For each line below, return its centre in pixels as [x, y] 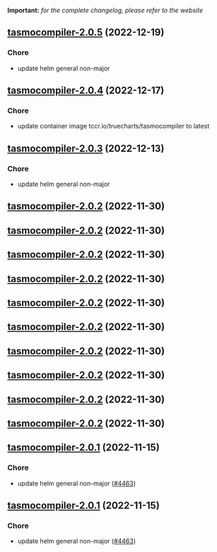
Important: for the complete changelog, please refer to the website [105, 10]
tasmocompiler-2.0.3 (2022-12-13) [86, 148]
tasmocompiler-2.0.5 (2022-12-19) [86, 32]
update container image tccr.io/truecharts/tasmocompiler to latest [113, 126]
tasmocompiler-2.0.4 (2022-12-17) [86, 90]
